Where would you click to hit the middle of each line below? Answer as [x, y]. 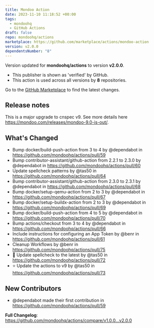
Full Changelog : [21, 315]
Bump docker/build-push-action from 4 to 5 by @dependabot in [77, 213]
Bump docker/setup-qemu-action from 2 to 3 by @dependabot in [78, 192]
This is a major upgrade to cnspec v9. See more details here [66, 117]
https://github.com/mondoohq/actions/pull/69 [59, 208]
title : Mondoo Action [27, 10]
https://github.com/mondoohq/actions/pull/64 [59, 176]
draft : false [19, 33]
